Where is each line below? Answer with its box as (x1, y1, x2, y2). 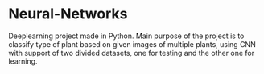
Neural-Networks (8, 5, 128, 23)
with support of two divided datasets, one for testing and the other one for (8, 48, 255, 57)
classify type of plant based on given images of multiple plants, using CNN (8, 39, 256, 49)
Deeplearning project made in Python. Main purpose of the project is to (8, 31, 245, 41)
